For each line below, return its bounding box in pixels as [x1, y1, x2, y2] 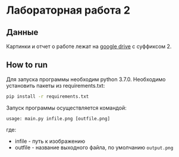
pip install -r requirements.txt [6, 93, 89, 100]
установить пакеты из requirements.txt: [6, 82, 105, 89]
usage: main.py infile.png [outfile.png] [6, 116, 111, 121]
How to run [6, 60, 48, 70]
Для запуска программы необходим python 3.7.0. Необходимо [6, 75, 166, 83]
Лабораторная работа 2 [6, 4, 131, 17]
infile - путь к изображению [14, 137, 85, 145]
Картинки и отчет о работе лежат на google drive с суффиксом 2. [6, 43, 172, 50]
